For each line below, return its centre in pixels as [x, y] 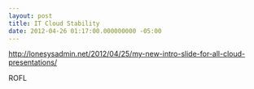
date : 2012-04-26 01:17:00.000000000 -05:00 [85, 31]
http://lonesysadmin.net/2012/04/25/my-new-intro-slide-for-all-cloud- [127, 54]
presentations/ [33, 62]
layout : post [31, 16]
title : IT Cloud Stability [54, 23]
